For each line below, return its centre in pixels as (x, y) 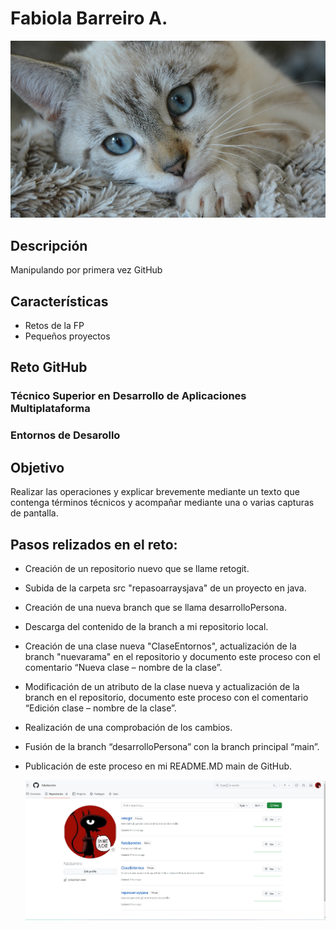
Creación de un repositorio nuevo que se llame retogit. (137, 568)
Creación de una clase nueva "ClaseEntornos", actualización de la (160, 646)
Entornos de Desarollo (65, 435)
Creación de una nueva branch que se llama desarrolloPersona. (155, 607)
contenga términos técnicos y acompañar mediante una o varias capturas (162, 503)
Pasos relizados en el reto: (94, 544)
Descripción (49, 245)
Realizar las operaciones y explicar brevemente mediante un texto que (155, 492)
